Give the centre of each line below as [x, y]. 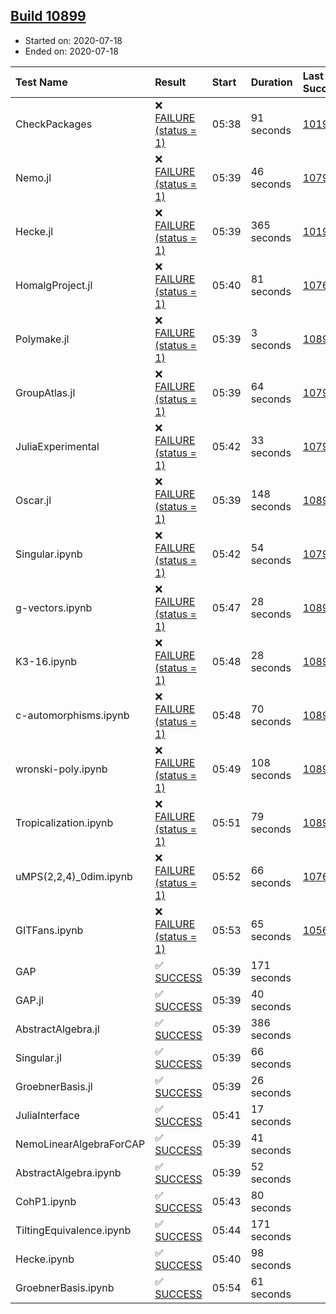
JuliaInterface [47, 1115]
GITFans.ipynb [49, 930]
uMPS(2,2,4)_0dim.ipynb [74, 876]
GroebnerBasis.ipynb [65, 1287]
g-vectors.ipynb [54, 607]
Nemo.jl [33, 177]
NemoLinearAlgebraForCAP [80, 1144]
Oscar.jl [33, 500]
